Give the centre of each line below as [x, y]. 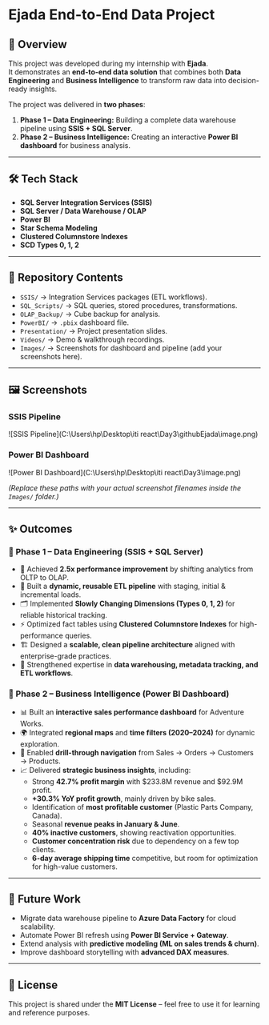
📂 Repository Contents [66, 278]
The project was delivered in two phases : [77, 104]
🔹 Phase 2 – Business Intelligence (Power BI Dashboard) [119, 694]
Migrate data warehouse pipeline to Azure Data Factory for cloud [128, 919]
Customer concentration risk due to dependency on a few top [135, 841]
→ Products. [40, 761]
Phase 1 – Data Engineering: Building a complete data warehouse [128, 120]
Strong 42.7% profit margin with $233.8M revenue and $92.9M [137, 781]
